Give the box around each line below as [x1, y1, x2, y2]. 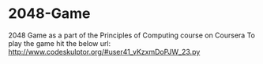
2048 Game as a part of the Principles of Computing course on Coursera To [8, 30, 255, 40]
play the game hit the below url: [8, 38, 111, 48]
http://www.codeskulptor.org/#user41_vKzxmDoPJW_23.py [8, 47, 201, 56]
